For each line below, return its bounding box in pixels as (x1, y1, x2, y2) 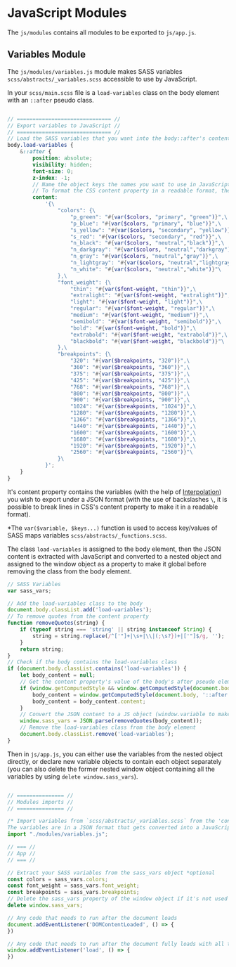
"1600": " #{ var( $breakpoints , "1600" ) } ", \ (70, 429, 197, 436)
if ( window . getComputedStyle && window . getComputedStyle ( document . (20, 684, 221, 692)
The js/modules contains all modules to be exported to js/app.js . (7, 28, 197, 37)
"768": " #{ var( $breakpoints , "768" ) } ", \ (70, 383, 190, 391)
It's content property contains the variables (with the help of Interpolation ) (7, 487, 222, 496)
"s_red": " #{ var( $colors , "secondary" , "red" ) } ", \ (70, 233, 221, 240)
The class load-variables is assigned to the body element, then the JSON (7, 545, 221, 553)
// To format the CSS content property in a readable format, (32, 188, 218, 195)
